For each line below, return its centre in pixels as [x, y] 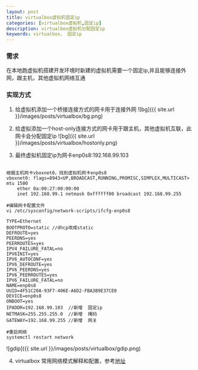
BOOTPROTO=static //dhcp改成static [50, 228]
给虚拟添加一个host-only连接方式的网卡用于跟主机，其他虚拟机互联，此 [103, 128]
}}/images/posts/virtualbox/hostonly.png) [66, 142]
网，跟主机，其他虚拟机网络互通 [46, 78]
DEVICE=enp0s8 [24, 296]
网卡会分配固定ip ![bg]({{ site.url [55, 136]
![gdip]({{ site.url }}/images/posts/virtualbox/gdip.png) [74, 348]
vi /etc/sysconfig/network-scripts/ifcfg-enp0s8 [68, 211]
